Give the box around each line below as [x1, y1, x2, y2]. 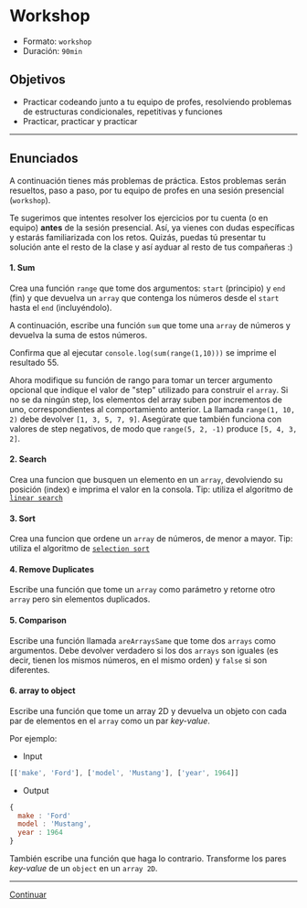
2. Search [9, 454, 48, 465]
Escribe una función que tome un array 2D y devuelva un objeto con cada [9, 705, 288, 716]
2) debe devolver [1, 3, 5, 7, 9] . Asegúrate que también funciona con [9, 413, 281, 424]
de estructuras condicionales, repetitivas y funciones [22, 106, 223, 117]
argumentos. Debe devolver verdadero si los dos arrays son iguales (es [9, 645, 279, 656]
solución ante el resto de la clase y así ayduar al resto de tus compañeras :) [9, 241, 293, 252]
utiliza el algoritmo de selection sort [9, 543, 151, 554]
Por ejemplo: [9, 732, 58, 743]
